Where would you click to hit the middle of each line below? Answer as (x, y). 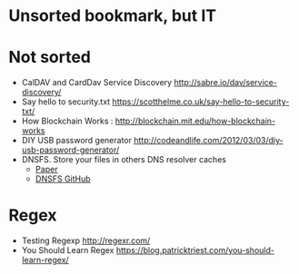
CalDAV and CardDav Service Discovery (97, 83)
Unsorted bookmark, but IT (113, 16)
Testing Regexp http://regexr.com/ (86, 240)
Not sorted (50, 58)
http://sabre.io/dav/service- (226, 83)
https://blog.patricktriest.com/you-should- (195, 250)
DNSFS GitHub (63, 179)
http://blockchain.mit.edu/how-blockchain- (195, 121)
